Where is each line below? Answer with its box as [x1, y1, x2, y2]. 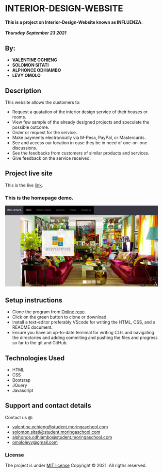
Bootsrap [12, 377, 31, 383]
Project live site [5, 169, 53, 178]
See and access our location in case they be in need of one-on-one [12, 140, 147, 146]
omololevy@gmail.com [12, 439, 58, 445]
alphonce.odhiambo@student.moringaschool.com [12, 434, 113, 440]
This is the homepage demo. [5, 194, 74, 201]
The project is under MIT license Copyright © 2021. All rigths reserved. [5, 462, 147, 469]
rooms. [12, 114, 27, 120]
